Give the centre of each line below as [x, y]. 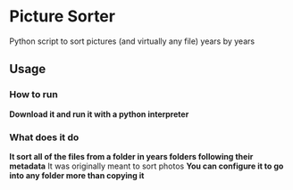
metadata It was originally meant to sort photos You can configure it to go [146, 166]
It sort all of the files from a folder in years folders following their [131, 156]
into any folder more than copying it [77, 175]
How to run [33, 95]
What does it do [44, 137]
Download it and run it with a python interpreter [99, 114]
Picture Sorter [63, 17]
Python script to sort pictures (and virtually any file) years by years [132, 41]
